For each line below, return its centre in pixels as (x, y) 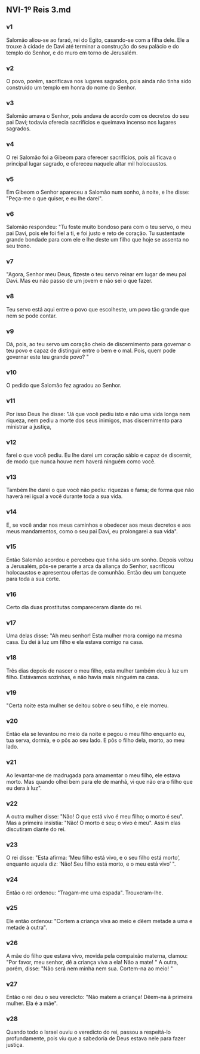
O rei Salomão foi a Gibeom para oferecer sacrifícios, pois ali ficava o (91, 157)
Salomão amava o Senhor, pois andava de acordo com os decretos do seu (98, 116)
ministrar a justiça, (29, 426)
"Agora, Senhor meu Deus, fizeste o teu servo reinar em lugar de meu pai (96, 274)
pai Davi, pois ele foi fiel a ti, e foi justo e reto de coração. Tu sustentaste (96, 233)
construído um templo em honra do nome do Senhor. (71, 87)
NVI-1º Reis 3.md (39, 10)
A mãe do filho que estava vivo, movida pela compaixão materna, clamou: (97, 956)
